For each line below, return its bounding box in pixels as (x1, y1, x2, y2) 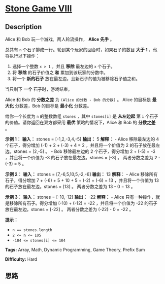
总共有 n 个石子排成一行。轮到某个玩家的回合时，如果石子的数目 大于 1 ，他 (5, 47, 158, 52)
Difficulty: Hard (5, 256, 37, 262)
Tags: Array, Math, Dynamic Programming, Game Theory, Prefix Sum (5, 247, 145, 252)
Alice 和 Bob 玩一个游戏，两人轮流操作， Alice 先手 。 (5, 36, 115, 42)
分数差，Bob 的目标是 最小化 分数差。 (14, 103, 92, 108)
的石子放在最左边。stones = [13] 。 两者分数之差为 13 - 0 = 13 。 (5, 183, 135, 189)
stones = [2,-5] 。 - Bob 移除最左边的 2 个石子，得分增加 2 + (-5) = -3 (13, 148, 156, 154)
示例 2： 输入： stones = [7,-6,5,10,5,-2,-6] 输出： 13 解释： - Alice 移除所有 (5, 171, 158, 177)
